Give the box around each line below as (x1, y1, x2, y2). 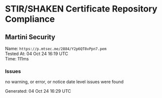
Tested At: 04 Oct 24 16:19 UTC (5, 51, 68, 56)
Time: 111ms (5, 56, 29, 61)
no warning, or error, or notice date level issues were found (5, 79, 124, 85)
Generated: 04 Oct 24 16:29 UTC (5, 88, 72, 94)
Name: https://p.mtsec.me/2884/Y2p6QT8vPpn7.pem (5, 46, 107, 51)
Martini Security (5, 33, 55, 41)
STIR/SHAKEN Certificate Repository (5, 3, 158, 14)
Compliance (5, 14, 55, 25)
